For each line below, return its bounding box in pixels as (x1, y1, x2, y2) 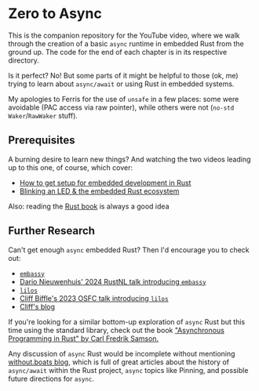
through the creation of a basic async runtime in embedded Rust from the (8, 38, 245, 48)
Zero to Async (8, 5, 102, 23)
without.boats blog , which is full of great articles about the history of (8, 357, 230, 367)
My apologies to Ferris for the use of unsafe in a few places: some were (8, 94, 239, 103)
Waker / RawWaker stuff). (8, 110, 78, 120)
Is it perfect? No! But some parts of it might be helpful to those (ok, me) (8, 71, 239, 80)
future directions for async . (8, 374, 94, 383)
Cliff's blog (19, 302, 56, 311)
